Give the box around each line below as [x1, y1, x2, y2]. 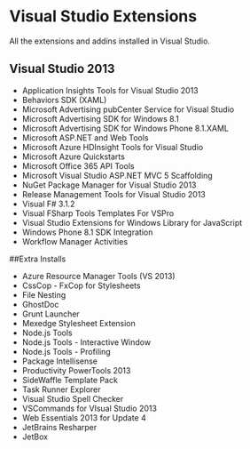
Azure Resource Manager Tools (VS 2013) [21, 270, 176, 281]
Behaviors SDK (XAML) [21, 94, 107, 105]
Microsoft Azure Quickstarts [21, 151, 126, 162]
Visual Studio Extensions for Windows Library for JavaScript [21, 217, 243, 228]
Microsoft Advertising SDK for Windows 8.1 [21, 113, 179, 124]
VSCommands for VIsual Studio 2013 [21, 403, 158, 413]
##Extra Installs [9, 253, 66, 264]
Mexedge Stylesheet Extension [21, 317, 136, 328]
